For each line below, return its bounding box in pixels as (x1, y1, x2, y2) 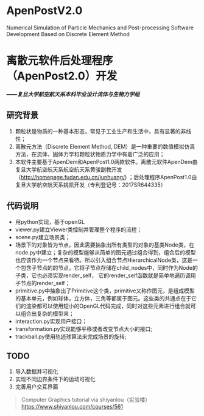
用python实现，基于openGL (15, 218, 85, 225)
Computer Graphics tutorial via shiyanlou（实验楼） (21, 396, 151, 404)
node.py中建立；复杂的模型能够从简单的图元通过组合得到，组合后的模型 (15, 248, 196, 256)
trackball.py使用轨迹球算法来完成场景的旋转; (15, 333, 127, 340)
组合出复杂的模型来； (20, 310, 74, 317)
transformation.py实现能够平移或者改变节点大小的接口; (15, 325, 153, 332)
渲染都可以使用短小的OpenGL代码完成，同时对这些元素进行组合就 (26, 302, 191, 310)
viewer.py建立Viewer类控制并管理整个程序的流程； (15, 226, 142, 233)
